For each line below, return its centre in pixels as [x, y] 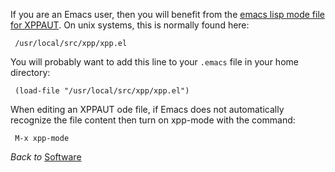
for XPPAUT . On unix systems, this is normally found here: [130, 25]
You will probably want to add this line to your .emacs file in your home [154, 62]
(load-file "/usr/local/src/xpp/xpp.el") [102, 91]
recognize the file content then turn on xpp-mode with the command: [153, 120]
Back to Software [46, 157]
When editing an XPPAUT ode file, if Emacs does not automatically [147, 109]
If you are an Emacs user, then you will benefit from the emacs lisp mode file [167, 14]
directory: [30, 72]
